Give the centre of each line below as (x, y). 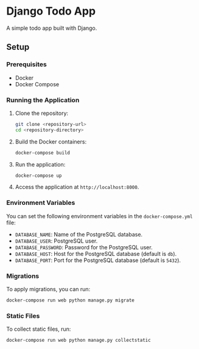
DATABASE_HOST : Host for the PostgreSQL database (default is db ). (96, 254)
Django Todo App (51, 11)
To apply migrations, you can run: (48, 289)
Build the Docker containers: (51, 142)
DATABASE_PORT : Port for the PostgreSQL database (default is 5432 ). (98, 260)
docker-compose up (38, 175)
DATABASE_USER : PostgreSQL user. (56, 241)
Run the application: (40, 164)
